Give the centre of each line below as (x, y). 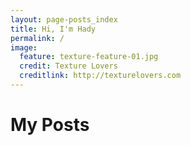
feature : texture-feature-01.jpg (89, 57)
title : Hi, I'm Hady (53, 29)
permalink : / (37, 38)
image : (24, 47)
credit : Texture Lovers (68, 66)
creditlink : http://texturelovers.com (100, 76)
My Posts (50, 125)
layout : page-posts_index (64, 19)
